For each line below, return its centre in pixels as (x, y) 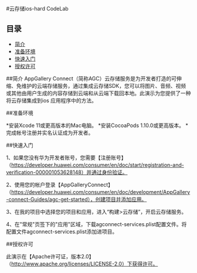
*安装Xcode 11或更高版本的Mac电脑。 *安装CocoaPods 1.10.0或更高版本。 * (97, 125)
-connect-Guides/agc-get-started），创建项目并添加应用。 (77, 199)
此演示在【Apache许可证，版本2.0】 (50, 256)
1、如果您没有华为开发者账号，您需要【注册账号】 (66, 158)
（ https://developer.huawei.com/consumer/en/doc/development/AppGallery (98, 192)
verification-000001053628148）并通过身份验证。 (67, 172)
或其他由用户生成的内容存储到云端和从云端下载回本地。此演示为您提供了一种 (98, 93)
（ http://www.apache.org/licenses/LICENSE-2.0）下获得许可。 (82, 264)
